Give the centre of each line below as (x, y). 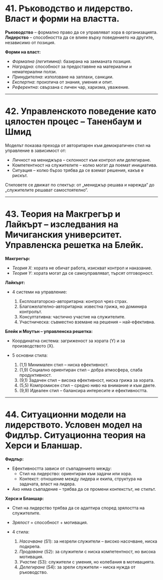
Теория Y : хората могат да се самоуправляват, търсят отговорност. (83, 273)
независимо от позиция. (30, 42)
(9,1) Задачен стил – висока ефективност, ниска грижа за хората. (87, 380)
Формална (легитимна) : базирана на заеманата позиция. (72, 61)
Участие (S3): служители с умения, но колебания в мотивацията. (87, 562)
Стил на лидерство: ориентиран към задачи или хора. (76, 473)
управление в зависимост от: (36, 150)
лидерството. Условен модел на (74, 425)
